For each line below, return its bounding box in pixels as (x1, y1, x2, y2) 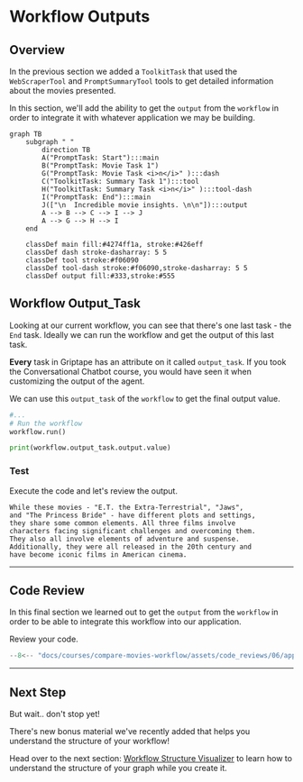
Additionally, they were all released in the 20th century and (9, 542, 252, 551)
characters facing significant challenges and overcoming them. (9, 526, 256, 535)
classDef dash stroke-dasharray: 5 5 (25, 248, 168, 257)
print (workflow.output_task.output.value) (9, 443, 171, 452)
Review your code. (9, 633, 78, 645)
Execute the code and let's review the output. (9, 485, 179, 496)
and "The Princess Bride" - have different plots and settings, (9, 511, 256, 520)
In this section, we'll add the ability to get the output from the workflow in (9, 103, 280, 114)
